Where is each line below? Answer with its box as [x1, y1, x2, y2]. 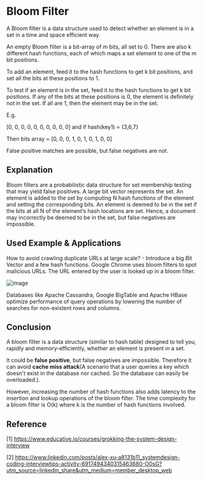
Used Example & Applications [6, 238, 121, 249]
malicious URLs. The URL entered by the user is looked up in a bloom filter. [6, 267, 195, 274]
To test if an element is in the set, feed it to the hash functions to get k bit [6, 86, 191, 93]
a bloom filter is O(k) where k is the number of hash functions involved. [6, 401, 186, 409]
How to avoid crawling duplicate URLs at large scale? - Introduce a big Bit [6, 254, 193, 261]
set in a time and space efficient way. [6, 31, 101, 38]
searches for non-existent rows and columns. [6, 304, 121, 311]
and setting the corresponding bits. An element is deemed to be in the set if [6, 201, 197, 208]
